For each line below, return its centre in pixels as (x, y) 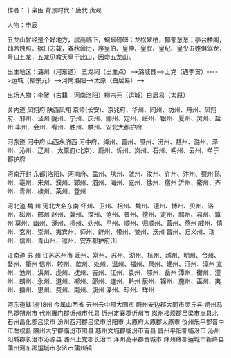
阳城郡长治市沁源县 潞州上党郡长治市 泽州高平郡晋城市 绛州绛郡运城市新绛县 (116, 339)
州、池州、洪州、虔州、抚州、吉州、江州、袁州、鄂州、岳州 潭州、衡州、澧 (114, 272)
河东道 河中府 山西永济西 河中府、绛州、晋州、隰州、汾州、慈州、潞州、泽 (113, 142)
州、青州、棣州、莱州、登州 (47, 191)
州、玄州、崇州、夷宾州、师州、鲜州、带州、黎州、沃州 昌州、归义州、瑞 (111, 232)
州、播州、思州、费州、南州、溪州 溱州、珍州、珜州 (81, 290)
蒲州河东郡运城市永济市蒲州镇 (49, 348)
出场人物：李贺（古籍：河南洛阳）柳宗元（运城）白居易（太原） (98, 95)
